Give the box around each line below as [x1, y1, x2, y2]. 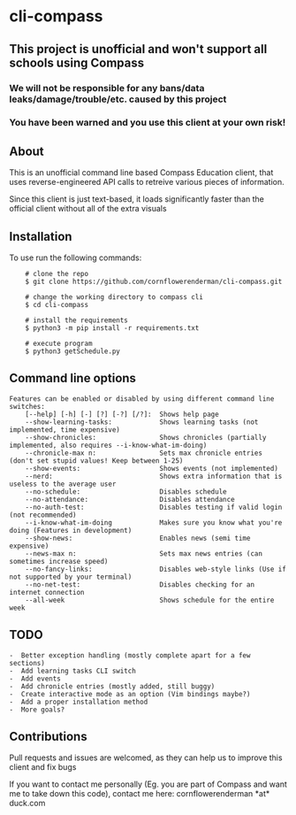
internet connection [9, 588, 86, 596]
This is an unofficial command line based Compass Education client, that [9, 167, 274, 178]
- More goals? [9, 705, 65, 714]
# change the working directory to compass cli [25, 293, 203, 302]
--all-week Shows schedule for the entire [25, 596, 275, 604]
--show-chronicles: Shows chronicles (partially [25, 433, 267, 442]
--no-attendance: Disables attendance [25, 495, 236, 504]
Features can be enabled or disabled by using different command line [9, 394, 275, 404]
